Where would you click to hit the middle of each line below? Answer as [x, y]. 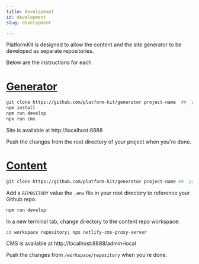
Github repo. [21, 199]
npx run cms [21, 119]
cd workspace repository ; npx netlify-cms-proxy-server [76, 232]
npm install [21, 108]
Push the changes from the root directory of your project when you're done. [99, 141]
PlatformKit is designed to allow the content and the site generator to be [94, 44]
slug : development [29, 23]
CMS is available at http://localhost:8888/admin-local [71, 243]
